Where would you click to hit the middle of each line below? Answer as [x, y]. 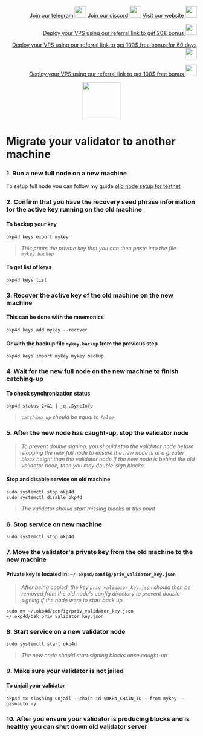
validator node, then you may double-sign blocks [82, 465]
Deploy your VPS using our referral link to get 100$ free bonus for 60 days [104, 45]
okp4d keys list [27, 280]
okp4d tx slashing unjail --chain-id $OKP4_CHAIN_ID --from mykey [92, 699]
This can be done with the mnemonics [55, 317]
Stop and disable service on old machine [58, 479]
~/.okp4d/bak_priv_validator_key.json [55, 617]
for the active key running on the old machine [74, 210]
